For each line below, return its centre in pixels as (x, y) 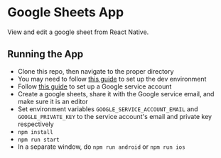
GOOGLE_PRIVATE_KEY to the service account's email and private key (114, 116)
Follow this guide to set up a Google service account (95, 86)
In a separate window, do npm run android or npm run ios (102, 147)
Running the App (45, 54)
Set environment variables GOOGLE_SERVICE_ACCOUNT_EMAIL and (108, 109)
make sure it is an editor (53, 101)
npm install (35, 132)
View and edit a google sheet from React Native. (78, 32)
